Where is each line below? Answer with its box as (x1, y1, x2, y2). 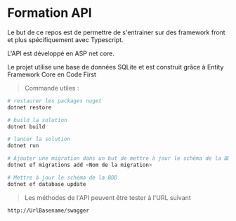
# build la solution (7, 116, 68, 123)
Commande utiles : (24, 83, 79, 92)
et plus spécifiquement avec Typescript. (7, 35, 124, 43)
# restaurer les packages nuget (7, 97, 102, 105)
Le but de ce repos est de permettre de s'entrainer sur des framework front (7, 28, 226, 36)
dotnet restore (7, 104, 52, 111)
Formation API (7, 5, 93, 21)
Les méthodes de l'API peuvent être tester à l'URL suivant (24, 193, 191, 201)
